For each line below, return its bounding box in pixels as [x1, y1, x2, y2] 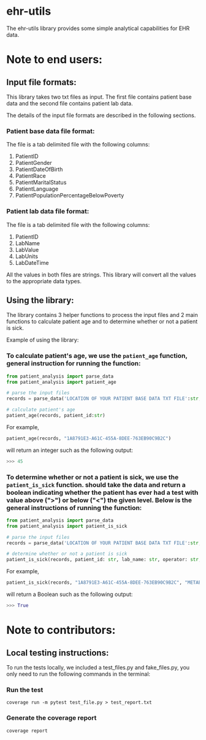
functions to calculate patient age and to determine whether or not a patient [6, 318, 198, 326]
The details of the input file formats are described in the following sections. [6, 112, 196, 119]
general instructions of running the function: [6, 503, 142, 512]
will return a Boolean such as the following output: [6, 590, 133, 598]
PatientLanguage [15, 185, 59, 193]
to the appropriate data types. [6, 277, 82, 284]
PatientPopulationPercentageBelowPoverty [15, 192, 124, 199]
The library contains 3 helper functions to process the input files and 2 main [6, 311, 198, 319]
